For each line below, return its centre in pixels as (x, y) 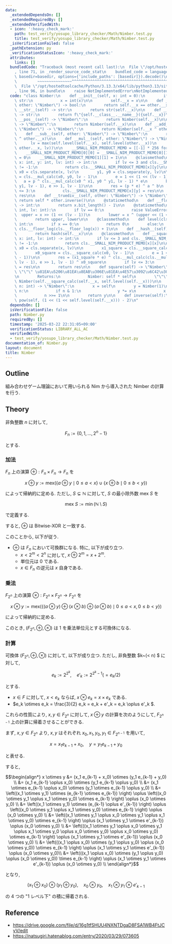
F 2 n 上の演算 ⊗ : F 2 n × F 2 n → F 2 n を (44, 596)
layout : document (24, 348)
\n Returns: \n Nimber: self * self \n (76, 276)
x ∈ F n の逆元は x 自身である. (51, 568)
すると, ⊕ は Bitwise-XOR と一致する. (46, 526)
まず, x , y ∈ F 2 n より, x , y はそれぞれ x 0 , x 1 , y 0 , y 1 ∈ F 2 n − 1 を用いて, (75, 733)
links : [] (25, 62)
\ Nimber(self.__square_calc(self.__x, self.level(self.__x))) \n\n (88, 281)
